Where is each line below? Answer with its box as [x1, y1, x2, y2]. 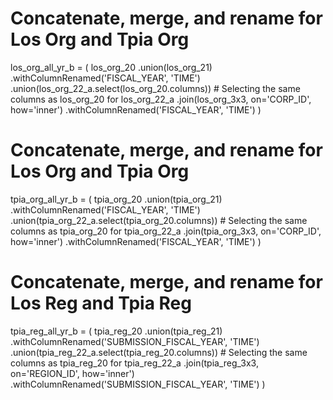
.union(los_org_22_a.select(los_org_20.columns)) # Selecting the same [10, 82, 301, 94]
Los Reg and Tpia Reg [10, 292, 192, 315]
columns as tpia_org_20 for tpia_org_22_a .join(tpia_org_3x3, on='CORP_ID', [10, 225, 322, 237]
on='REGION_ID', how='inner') [10, 367, 135, 379]
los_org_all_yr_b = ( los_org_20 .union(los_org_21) [10, 61, 213, 73]
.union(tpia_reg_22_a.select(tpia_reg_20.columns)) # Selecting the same [10, 346, 308, 358]
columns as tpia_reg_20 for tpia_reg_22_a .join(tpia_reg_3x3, [10, 357, 259, 369]
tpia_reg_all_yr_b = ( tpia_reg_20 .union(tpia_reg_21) [10, 325, 223, 337]
